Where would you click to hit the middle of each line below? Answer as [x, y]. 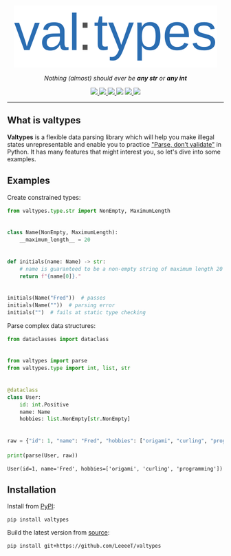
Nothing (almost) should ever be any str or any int [115, 78]
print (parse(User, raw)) [43, 455]
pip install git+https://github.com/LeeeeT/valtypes [84, 546]
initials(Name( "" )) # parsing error [61, 305]
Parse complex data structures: [52, 325]
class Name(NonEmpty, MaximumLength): [63, 233]
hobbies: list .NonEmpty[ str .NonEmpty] [75, 419]
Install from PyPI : [31, 506]
